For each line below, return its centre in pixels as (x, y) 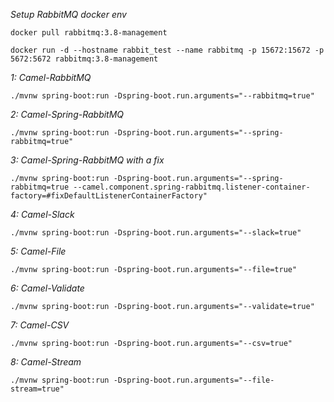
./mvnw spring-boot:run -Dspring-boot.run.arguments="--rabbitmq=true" (162, 96)
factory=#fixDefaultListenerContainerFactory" (109, 196)
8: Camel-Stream (46, 362)
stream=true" (37, 389)
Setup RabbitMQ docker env (68, 14)
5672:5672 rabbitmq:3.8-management (84, 59)
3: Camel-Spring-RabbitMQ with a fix (87, 160)
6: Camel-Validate (47, 288)
